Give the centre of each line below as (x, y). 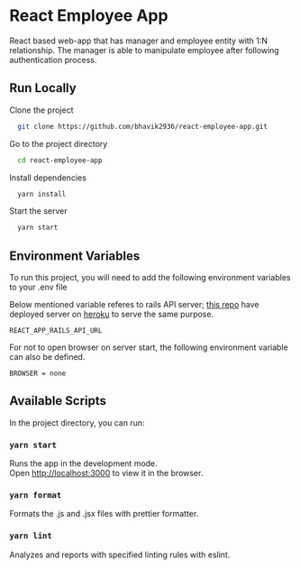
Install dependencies (48, 178)
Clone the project (41, 110)
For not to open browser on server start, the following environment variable (149, 347)
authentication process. (53, 60)
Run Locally (43, 88)
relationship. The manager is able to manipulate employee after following (144, 50)
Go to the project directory (59, 143)
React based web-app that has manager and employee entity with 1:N (139, 41)
